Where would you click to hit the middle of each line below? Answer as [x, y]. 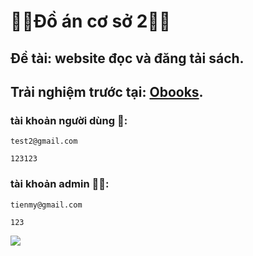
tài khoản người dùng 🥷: [69, 120]
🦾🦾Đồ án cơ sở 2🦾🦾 [91, 21]
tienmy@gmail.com [46, 205]
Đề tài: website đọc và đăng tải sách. [127, 58]
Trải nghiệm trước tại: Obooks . [107, 91]
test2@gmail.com [44, 141]
